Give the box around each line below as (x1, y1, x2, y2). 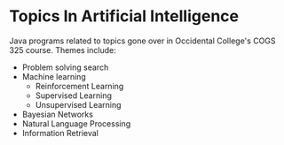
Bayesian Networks (21, 109, 93, 119)
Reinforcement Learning (35, 80, 124, 91)
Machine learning (21, 71, 86, 81)
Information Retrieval (21, 127, 99, 138)
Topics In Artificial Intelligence (9, 6, 240, 27)
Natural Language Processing (21, 118, 131, 129)
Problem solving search (21, 62, 109, 72)
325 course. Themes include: (9, 44, 117, 55)
